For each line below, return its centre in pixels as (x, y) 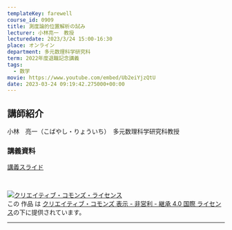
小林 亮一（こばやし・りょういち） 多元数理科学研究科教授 (93, 132)
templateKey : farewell (40, 13)
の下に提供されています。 (49, 212)
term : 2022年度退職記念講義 (43, 59)
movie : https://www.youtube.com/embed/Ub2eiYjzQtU (81, 77)
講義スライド (25, 167)
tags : (15, 65)
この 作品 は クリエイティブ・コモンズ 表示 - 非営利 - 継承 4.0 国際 (101, 204)
